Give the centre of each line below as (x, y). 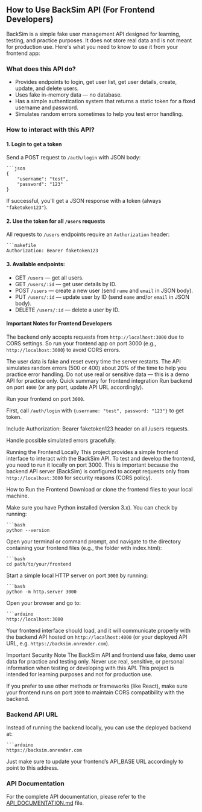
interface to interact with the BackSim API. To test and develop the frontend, (101, 458)
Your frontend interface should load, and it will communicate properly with (99, 630)
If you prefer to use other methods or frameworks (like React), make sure (97, 686)
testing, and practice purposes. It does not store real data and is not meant (99, 40)
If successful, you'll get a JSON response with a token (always (84, 201)
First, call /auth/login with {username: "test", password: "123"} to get (95, 411)
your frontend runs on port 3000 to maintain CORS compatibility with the (95, 692)
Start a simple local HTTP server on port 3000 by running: (77, 575)
